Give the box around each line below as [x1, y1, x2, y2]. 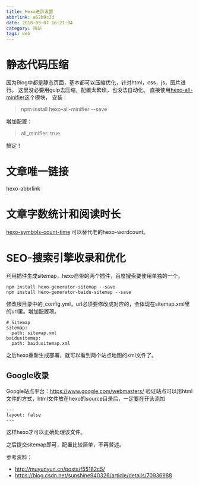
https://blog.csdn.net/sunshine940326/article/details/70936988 [14, 471, 172, 478]
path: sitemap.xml [11, 330, 58, 336]
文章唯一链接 [6, 165, 70, 179]
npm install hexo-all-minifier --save [20, 106, 108, 113]
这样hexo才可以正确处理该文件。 [6, 428, 86, 435]
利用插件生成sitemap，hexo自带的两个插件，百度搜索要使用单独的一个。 [6, 272, 183, 279]
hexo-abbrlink [6, 185, 40, 192]
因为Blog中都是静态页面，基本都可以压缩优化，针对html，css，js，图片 [6, 79, 181, 86]
